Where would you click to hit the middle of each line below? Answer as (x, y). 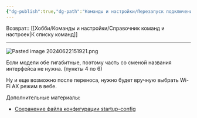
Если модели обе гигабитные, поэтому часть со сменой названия (89, 63)
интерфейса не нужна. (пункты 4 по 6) (54, 68)
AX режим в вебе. (34, 86)
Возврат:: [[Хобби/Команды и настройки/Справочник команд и (86, 28)
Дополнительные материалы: (43, 98)
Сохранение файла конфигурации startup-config (75, 109)
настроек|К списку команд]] (42, 34)
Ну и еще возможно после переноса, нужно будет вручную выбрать (92, 80)
